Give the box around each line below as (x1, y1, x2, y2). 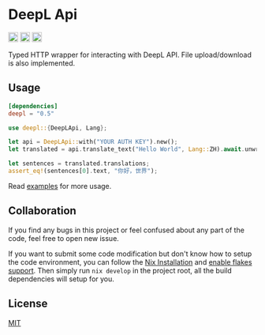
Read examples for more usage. (8, 181, 112, 190)
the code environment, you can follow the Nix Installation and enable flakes (8, 257, 252, 266)
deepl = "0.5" (8, 109, 55, 118)
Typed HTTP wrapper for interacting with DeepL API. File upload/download (8, 50, 252, 59)
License (8, 297, 48, 311)
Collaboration (8, 204, 77, 218)
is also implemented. (8, 58, 76, 68)
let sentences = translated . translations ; (8, 160, 150, 167)
